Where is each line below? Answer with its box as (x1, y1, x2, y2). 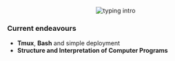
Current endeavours (7, 23, 77, 33)
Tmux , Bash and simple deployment (17, 39, 121, 47)
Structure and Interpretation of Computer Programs (17, 47, 168, 55)
